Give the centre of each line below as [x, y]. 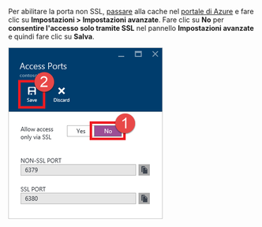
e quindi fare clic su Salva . [51, 36]
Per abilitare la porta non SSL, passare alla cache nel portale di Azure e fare [131, 11]
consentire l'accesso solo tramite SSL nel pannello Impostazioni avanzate [131, 28]
